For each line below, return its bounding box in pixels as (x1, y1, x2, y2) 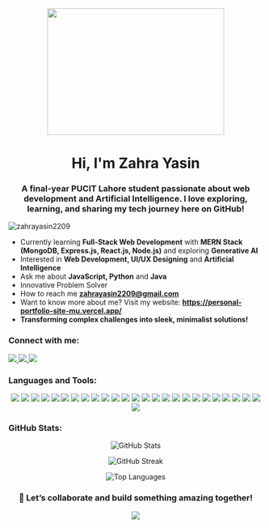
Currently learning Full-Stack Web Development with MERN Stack (19, 237, 243, 247)
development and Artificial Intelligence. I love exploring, (23, 194, 248, 205)
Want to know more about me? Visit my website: (19, 297, 181, 307)
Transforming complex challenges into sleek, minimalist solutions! (19, 315, 249, 325)
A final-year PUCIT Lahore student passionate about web (21, 183, 250, 194)
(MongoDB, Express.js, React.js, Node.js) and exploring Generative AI (19, 246, 258, 256)
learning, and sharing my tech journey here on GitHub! (27, 203, 245, 215)
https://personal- (182, 297, 242, 307)
